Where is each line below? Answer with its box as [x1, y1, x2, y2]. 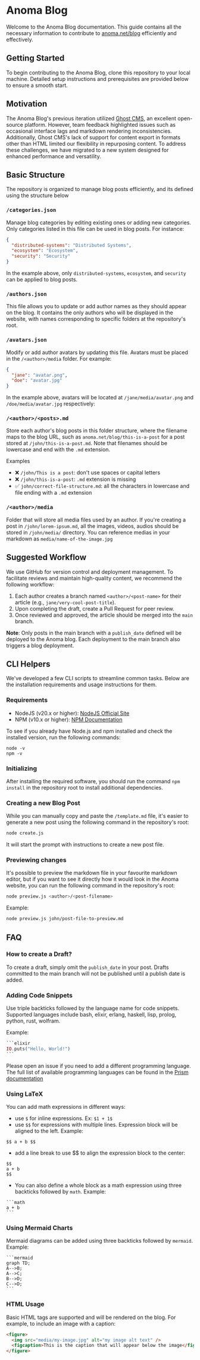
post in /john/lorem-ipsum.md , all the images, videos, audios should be [6, 522, 179, 530]
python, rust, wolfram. [6, 1017, 61, 1024]
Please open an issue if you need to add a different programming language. [6, 1062, 192, 1069]
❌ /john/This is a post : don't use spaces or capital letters [14, 469, 161, 476]
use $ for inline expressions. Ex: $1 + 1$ [14, 1115, 113, 1122]
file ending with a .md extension [14, 489, 92, 496]
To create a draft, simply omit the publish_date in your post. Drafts [6, 964, 169, 971]
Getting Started [6, 53, 65, 63]
